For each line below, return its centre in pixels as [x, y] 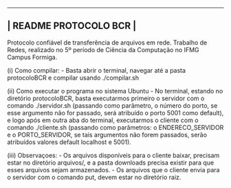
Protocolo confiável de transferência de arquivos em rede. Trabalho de [107, 43]
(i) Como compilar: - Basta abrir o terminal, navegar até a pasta [97, 70]
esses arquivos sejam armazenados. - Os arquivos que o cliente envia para [113, 169]
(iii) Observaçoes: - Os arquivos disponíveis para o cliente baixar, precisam [113, 155]
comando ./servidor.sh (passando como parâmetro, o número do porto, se [112, 105]
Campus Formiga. [32, 57]
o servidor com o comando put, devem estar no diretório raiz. [94, 177]
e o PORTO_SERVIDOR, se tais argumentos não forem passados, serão [107, 134]
